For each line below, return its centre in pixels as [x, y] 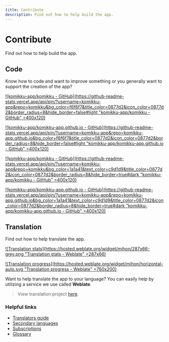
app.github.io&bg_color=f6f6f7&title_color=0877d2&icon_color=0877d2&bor [84, 138]
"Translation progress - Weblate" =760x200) [71, 269]
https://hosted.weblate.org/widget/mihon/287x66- [97, 249]
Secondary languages [35, 323]
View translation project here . [48, 294]
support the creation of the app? [39, 87]
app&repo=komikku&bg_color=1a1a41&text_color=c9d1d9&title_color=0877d [84, 169]
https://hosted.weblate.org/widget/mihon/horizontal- [108, 264]
